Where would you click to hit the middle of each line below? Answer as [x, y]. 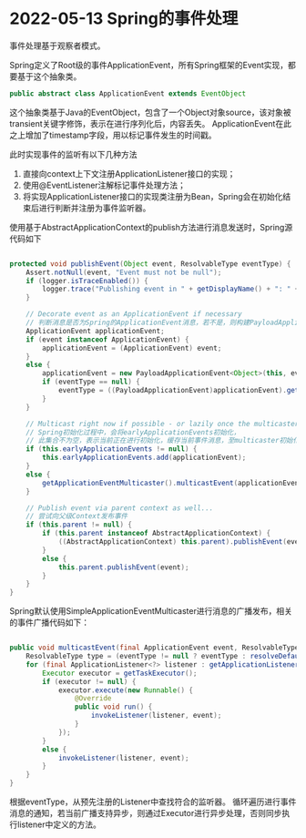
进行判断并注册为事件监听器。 [95, 208]
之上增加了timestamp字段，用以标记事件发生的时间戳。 [113, 135]
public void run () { [113, 707]
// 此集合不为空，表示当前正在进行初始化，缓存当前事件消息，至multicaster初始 [159, 441]
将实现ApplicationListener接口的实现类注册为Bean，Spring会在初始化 [153, 196]
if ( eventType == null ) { [92, 382]
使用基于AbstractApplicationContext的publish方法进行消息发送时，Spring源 [151, 227]
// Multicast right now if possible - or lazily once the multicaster [163, 424]
